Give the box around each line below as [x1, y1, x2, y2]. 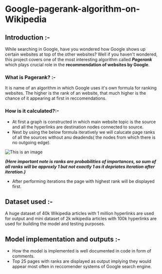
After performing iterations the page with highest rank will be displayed [12, 178, 155, 184]
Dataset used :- [5, 197, 53, 206]
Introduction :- [5, 33, 50, 42]
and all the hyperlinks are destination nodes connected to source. [12, 124, 144, 130]
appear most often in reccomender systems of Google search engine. [12, 264, 152, 270]
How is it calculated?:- [5, 107, 59, 114]
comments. [12, 253, 35, 259]
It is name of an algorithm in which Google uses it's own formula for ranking [5, 85, 157, 91]
